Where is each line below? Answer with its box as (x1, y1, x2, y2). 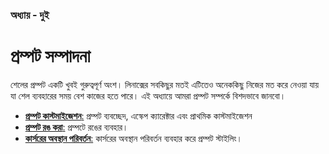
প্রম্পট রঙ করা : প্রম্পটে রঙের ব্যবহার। (24, 121, 129, 133)
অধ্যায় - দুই (10, 8, 50, 22)
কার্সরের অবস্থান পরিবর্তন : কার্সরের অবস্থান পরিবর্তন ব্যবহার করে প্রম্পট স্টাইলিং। (24, 132, 243, 144)
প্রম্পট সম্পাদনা (10, 45, 91, 68)
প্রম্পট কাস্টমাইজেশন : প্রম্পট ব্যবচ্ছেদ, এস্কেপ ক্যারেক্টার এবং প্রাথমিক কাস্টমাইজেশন (24, 109, 253, 122)
